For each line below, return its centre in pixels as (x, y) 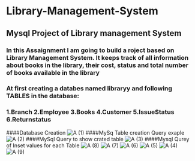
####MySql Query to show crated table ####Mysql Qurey (108, 139)
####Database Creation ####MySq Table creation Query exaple (95, 132)
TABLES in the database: (43, 96)
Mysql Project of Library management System (94, 33)
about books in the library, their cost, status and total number (97, 65)
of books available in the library (53, 72)
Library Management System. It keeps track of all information (97, 57)
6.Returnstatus (29, 120)
